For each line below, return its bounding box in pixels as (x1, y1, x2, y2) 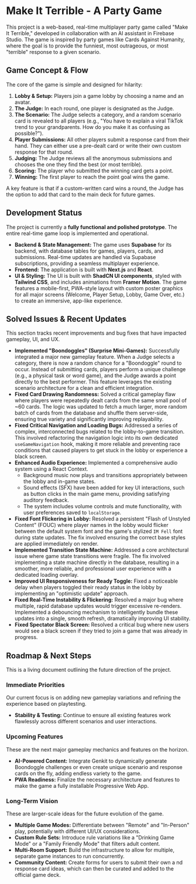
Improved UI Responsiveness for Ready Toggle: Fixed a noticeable (14, 577, 178, 584)
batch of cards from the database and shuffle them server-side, (14, 409, 169, 417)
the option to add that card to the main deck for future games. (6, 191, 155, 198)
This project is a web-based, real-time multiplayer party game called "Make (6, 23, 188, 30)
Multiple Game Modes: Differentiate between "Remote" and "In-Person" (14, 822, 190, 829)
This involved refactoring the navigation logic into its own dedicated (14, 434, 178, 441)
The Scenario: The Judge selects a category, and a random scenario (14, 111, 181, 118)
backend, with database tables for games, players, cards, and (14, 247, 164, 254)
